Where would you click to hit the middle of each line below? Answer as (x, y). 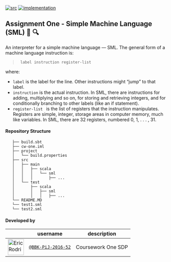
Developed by (20, 220)
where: (13, 72)
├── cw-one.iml (28, 147)
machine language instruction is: (40, 53)
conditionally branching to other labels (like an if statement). (76, 103)
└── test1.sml (27, 205)
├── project (25, 151)
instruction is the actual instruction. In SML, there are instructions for (86, 92)
